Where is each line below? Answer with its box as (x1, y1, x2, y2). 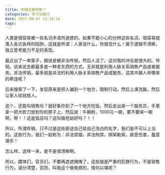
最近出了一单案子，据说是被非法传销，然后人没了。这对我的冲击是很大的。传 (5, 57, 160, 64)
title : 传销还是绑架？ (5, 7, 47, 12)
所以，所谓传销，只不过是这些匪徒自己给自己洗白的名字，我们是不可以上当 (5, 125, 156, 131)
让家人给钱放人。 (5, 93, 40, 99)
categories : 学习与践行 (5, 12, 50, 17)
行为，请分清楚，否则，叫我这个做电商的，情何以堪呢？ (5, 165, 117, 171)
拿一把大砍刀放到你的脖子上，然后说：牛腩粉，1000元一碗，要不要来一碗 (5, 109, 153, 115)
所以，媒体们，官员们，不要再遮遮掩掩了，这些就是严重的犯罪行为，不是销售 (5, 159, 160, 165)
